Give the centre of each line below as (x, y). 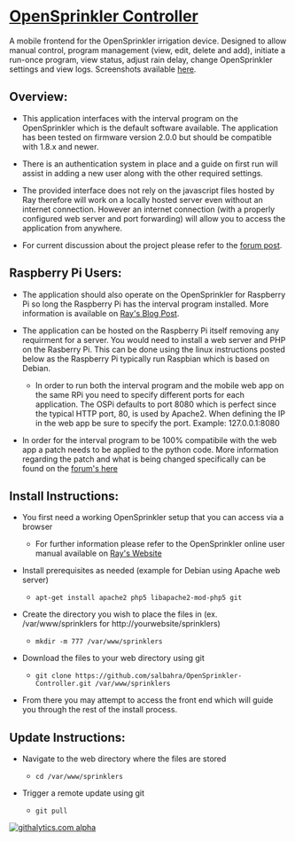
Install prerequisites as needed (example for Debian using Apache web (151, 571)
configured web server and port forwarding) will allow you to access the (154, 218)
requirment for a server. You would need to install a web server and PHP (154, 339)
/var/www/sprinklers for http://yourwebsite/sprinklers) (121, 624)
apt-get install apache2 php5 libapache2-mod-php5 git (138, 598)
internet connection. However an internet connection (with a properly (148, 209)
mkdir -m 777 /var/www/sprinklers (99, 642)
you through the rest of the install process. (100, 710)
